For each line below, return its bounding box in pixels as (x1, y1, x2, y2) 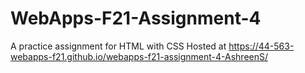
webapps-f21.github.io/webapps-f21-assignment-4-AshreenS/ (10, 50, 269, 62)
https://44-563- (228, 40, 295, 52)
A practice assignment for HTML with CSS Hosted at (10, 40, 227, 52)
